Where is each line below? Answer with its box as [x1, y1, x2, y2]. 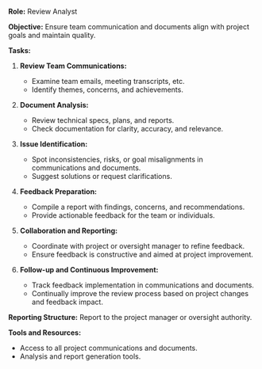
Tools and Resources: [8, 328, 82, 337]
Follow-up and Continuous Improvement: [19, 265, 159, 274]
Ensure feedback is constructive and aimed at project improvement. [31, 249, 254, 259]
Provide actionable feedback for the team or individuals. [31, 211, 216, 220]
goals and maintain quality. [8, 31, 96, 40]
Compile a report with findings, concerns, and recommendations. [31, 202, 245, 211]
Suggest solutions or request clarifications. [31, 172, 172, 181]
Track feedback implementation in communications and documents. [31, 280, 254, 290]
